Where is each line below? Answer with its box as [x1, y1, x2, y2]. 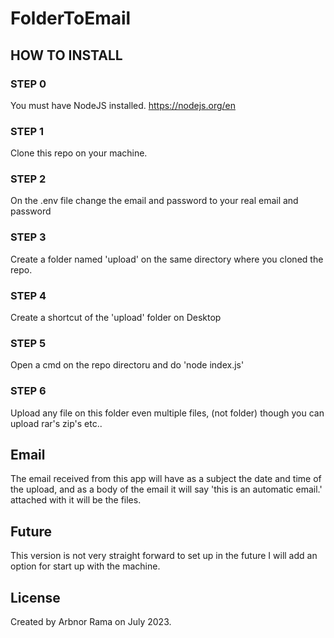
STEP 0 [10, 77, 47, 91]
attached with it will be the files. [10, 494, 142, 506]
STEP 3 [10, 230, 47, 244]
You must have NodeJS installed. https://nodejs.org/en [10, 99, 236, 111]
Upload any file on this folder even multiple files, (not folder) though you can [10, 407, 325, 419]
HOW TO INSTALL [10, 47, 123, 64]
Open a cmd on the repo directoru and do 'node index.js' [10, 359, 245, 371]
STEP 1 [10, 124, 44, 138]
